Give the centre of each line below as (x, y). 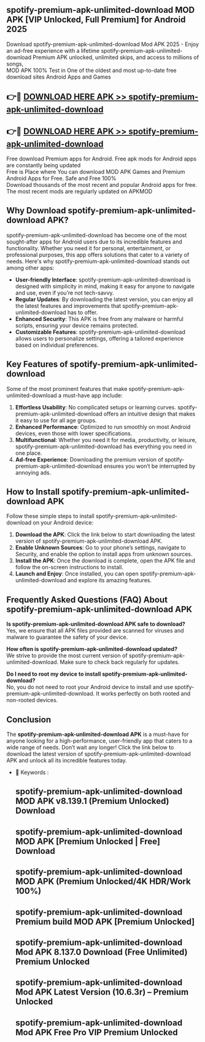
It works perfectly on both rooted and (143, 693)
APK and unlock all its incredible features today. (67, 760)
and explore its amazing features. (110, 580)
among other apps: (30, 267)
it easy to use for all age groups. (56, 420)
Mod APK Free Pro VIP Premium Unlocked (96, 1032)
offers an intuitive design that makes (149, 414)
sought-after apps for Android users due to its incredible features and (94, 242)
